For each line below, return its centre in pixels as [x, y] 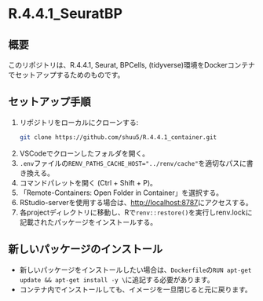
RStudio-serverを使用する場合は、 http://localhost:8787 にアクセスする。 [136, 202]
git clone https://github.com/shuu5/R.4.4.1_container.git [118, 137]
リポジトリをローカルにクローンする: [79, 122]
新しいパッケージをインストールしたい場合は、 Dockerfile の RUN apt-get [135, 270]
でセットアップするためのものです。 [66, 75]
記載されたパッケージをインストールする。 [88, 222]
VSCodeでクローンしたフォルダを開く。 [84, 153]
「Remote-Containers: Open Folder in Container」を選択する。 [121, 193]
